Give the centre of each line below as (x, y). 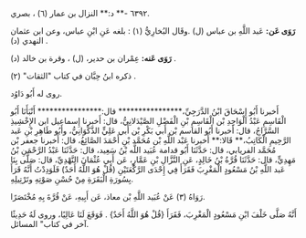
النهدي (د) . (29, 41)
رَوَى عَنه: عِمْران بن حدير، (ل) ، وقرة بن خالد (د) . (93, 58)
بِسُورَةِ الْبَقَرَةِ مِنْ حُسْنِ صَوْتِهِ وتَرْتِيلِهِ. (72, 179)
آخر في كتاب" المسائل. (50, 224)
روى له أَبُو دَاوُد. (37, 93)
